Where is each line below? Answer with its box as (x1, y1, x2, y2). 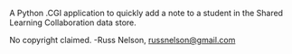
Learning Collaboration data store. (9, 17, 137, 28)
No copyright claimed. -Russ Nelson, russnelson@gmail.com (9, 35, 236, 45)
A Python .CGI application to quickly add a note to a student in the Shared (9, 8, 283, 18)
